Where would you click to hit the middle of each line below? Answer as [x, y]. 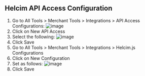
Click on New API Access [39, 31]
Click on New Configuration [41, 58]
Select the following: [33, 36]
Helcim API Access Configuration [59, 8]
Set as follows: [27, 63]
